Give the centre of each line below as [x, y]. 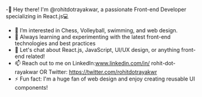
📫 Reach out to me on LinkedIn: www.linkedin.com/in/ [82, 63]
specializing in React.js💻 [37, 16]
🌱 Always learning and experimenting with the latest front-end [92, 37]
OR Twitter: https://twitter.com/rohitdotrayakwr [98, 72]
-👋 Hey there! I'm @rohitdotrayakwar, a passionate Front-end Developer [96, 9]
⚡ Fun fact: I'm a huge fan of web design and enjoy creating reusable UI [105, 79]
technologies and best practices [55, 43]
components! [31, 88]
